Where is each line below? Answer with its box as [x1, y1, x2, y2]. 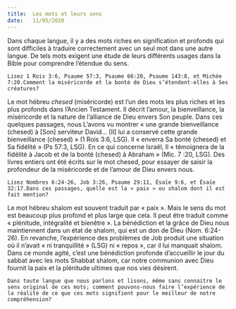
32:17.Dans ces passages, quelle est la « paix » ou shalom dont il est [7, 185, 225, 192]
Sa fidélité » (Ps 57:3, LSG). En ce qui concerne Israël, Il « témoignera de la [7, 142, 225, 151]
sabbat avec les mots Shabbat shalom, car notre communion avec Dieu [7, 256, 214, 264]
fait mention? [7, 191, 49, 198]
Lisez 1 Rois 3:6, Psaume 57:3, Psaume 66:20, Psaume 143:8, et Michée [7, 72, 222, 80]
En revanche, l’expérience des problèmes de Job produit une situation [20, 233, 224, 242]
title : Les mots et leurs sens [7, 10, 102, 18]
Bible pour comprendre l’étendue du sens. [7, 59, 129, 67]
